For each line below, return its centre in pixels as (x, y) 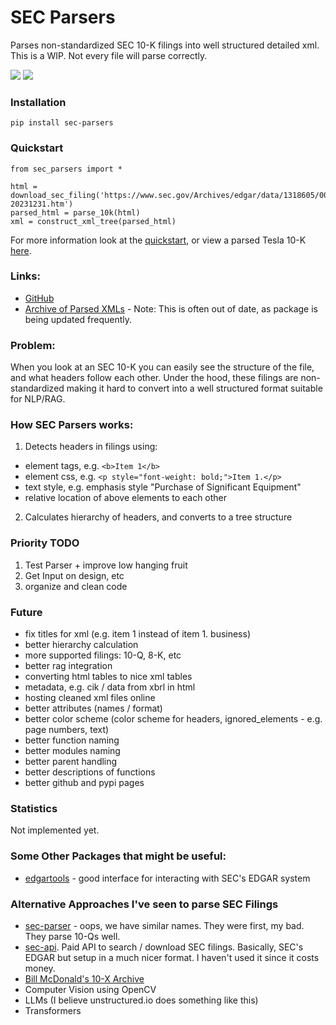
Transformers (53, 1010)
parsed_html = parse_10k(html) (75, 212)
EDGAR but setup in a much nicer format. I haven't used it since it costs (172, 957)
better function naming (72, 740)
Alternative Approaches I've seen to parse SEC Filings (144, 904)
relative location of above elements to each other (126, 498)
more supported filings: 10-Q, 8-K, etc (103, 655)
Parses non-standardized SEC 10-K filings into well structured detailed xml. (165, 45)
